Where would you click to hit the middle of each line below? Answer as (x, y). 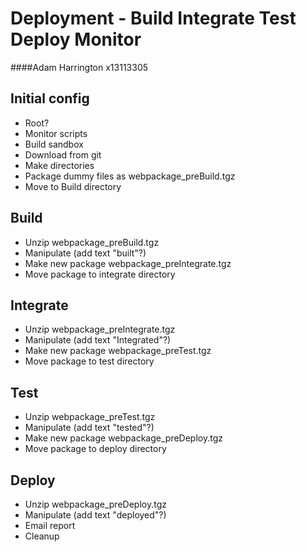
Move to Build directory (73, 186)
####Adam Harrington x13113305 (79, 67)
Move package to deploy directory (95, 449)
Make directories (59, 165)
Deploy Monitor (76, 39)
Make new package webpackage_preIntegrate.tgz (128, 263)
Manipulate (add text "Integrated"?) (98, 340)
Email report (50, 525)
